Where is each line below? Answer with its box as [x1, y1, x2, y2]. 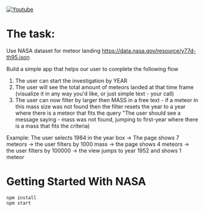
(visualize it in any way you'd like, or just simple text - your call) [15, 90, 175, 97]
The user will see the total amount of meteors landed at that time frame [15, 83, 194, 91]
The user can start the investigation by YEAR [15, 77, 128, 84]
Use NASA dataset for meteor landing [6, 47, 101, 54]
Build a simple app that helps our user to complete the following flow [6, 65, 178, 72]
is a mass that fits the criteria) [15, 122, 90, 129]
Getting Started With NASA [6, 175, 146, 188]
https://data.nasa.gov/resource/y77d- [102, 47, 196, 54]
